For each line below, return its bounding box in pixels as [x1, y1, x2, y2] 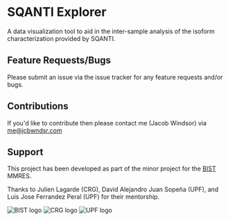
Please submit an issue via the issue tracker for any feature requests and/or [7, 73, 223, 81]
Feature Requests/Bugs [7, 55, 111, 67]
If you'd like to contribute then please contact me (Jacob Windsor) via [7, 118, 207, 127]
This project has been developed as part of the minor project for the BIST [7, 164, 216, 173]
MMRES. [7, 172, 32, 180]
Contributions [7, 100, 69, 112]
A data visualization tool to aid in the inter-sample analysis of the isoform [7, 27, 215, 35]
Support [7, 146, 44, 158]
